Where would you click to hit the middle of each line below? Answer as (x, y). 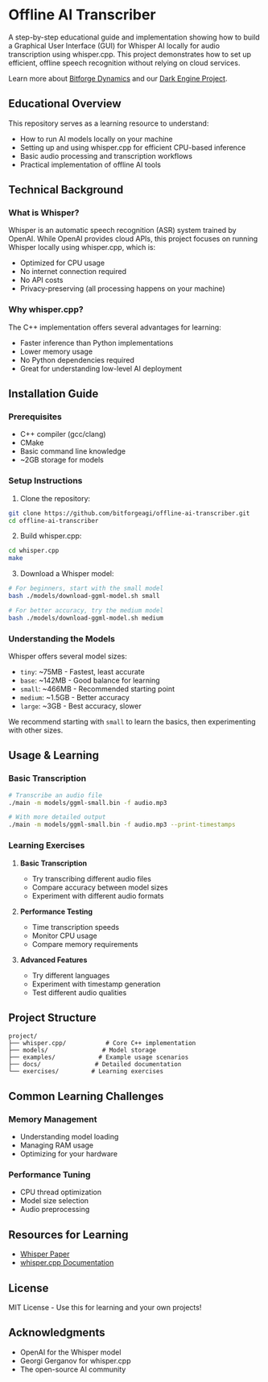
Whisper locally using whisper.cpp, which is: (82, 247)
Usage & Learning (54, 755)
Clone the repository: (55, 498)
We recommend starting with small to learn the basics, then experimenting (132, 722)
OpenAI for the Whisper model (70, 1352)
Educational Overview (65, 104)
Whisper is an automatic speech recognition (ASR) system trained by (122, 230)
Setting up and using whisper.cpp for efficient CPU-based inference (133, 147)
